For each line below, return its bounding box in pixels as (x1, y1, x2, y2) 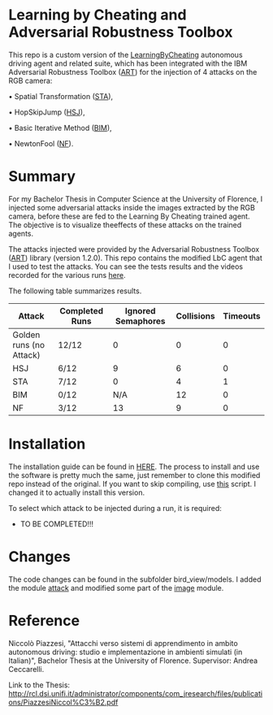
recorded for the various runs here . (8, 270, 126, 279)
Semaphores (115, 315, 166, 327)
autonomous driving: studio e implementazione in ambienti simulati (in (8, 647, 243, 656)
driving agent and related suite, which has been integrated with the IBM (8, 58, 248, 68)
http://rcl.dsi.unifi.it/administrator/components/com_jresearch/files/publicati (8, 688, 262, 698)
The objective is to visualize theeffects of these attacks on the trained (8, 219, 242, 229)
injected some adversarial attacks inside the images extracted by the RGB (8, 202, 256, 212)
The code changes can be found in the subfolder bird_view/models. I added (8, 574, 262, 584)
